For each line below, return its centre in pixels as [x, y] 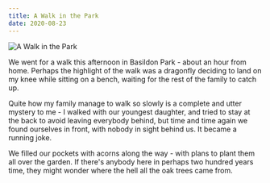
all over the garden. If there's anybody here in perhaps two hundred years [131, 161]
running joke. [30, 137]
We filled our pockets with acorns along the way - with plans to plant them [132, 153]
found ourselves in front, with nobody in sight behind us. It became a [123, 129]
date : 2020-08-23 [37, 23]
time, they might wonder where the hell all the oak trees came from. [121, 170]
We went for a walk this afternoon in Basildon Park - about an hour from [128, 62]
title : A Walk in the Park [54, 16]
